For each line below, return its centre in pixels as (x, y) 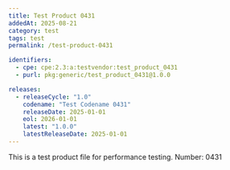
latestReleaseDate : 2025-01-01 (75, 134)
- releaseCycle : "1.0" (53, 97)
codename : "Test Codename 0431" (77, 104)
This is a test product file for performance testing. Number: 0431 (115, 156)
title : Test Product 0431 (51, 16)
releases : (25, 89)
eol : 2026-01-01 (50, 119)
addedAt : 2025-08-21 (43, 23)
